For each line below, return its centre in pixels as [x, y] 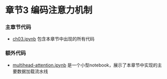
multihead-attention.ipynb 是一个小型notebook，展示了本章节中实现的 [85, 65]
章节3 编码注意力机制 [49, 10]
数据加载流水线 [32, 71]
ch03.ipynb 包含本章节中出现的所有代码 [53, 39]
